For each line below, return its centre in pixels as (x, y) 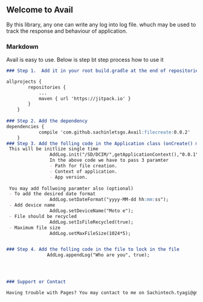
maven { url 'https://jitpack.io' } (85, 98)
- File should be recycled (43, 216)
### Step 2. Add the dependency (47, 121)
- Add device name (32, 205)
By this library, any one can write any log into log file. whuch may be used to (101, 24)
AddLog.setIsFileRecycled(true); (92, 222)
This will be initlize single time (53, 149)
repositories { (47, 87)
